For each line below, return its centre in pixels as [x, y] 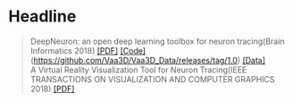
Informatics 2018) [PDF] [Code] [88, 50]
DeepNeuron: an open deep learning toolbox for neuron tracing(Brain [157, 41]
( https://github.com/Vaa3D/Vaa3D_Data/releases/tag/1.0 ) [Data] [147, 60]
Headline [42, 17]
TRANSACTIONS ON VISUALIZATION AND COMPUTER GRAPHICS [152, 79]
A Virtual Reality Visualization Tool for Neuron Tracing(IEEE [138, 70]
